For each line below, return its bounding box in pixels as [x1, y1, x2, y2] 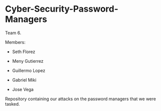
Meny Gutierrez [12, 58, 44, 64]
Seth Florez [12, 49, 36, 55]
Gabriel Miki [12, 77, 37, 83]
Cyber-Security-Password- [5, 3, 119, 15]
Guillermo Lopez [12, 67, 45, 74]
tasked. [5, 101, 20, 107]
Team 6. [5, 30, 21, 36]
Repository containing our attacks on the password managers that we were [5, 96, 156, 102]
